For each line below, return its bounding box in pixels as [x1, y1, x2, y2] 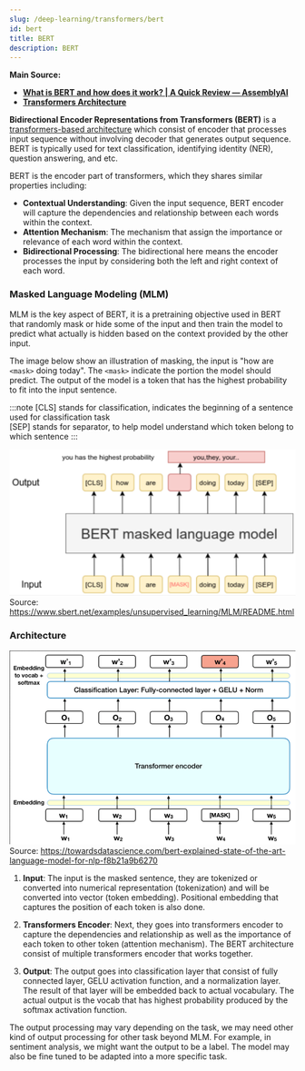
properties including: [9, 180, 87, 191]
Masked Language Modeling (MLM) [9, 288, 170, 301]
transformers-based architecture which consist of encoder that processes [9, 124, 288, 135]
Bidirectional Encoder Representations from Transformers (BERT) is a [9, 114, 277, 125]
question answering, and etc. [9, 153, 118, 164]
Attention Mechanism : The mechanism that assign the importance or [22, 227, 283, 238]
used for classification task [9, 412, 111, 422]
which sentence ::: [9, 431, 79, 441]
